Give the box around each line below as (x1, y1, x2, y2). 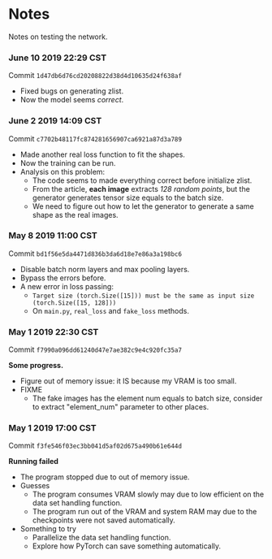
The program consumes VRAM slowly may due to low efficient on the (32, 489, 265, 500)
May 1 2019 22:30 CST (8, 326, 99, 337)
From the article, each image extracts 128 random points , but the (32, 184, 250, 193)
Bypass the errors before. (19, 273, 106, 283)
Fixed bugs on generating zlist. (19, 86, 124, 96)
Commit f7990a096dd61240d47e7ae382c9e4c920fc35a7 (8, 344, 183, 354)
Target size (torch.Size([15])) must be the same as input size (32, 292, 255, 300)
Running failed (8, 457, 59, 466)
